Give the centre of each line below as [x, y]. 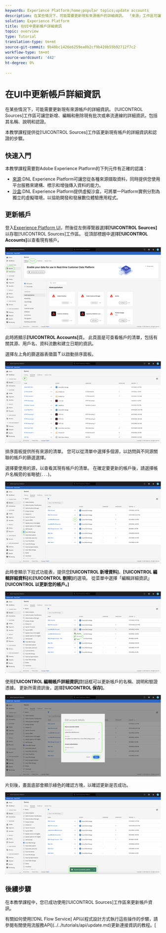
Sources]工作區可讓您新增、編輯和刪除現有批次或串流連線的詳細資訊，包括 [82, 116]
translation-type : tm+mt [31, 42]
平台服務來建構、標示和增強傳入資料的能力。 [58, 185]
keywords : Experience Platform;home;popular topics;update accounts [77, 10]
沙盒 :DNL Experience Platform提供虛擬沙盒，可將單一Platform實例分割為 [86, 191]
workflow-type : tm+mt [27, 52]
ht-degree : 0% [20, 63]
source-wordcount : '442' [31, 58]
